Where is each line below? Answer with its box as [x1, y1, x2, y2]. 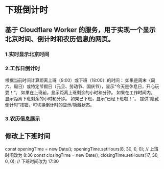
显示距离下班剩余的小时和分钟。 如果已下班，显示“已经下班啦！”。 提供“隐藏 [5, 95, 159, 101]
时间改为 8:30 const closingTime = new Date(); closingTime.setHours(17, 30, [5, 152, 159, 158]
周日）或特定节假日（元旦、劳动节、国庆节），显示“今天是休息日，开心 [13, 83, 155, 89]
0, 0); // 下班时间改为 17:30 [5, 158, 59, 164]
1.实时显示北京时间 [5, 51, 49, 57]
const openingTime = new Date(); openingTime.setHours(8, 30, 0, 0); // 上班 [5, 146, 159, 152]
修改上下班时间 [5, 132, 50, 141]
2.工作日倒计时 [5, 65, 40, 72]
